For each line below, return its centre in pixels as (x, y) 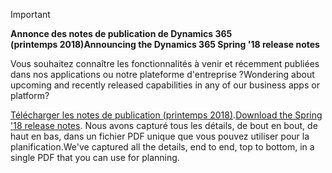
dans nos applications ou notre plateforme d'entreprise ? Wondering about (162, 74)
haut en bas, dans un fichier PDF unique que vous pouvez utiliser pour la (160, 136)
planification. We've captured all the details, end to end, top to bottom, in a (162, 147)
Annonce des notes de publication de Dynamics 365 (121, 33)
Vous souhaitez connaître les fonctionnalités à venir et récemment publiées (165, 63)
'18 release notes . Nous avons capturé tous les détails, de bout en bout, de (164, 125)
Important (30, 14)
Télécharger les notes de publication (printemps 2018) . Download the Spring (166, 115)
